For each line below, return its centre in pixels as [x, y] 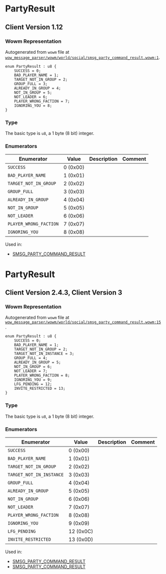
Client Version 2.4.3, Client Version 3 [64, 292]
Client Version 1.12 [34, 27]
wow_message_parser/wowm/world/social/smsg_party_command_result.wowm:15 [83, 322]
